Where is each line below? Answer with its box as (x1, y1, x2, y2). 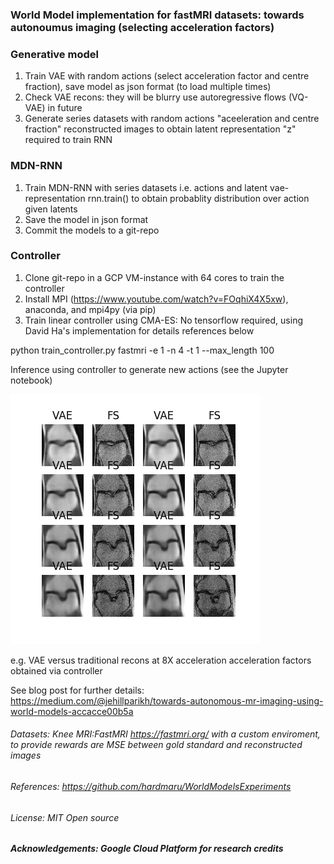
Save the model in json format (24, 213, 149, 225)
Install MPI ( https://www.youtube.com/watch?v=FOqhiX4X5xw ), (24, 293, 289, 305)
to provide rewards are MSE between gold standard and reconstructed (10, 739, 303, 751)
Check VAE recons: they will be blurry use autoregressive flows (24, 91, 287, 103)
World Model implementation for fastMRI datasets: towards (10, 8, 305, 22)
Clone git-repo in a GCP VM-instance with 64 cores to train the (24, 271, 285, 283)
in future (47, 102, 83, 114)
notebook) (10, 374, 53, 386)
